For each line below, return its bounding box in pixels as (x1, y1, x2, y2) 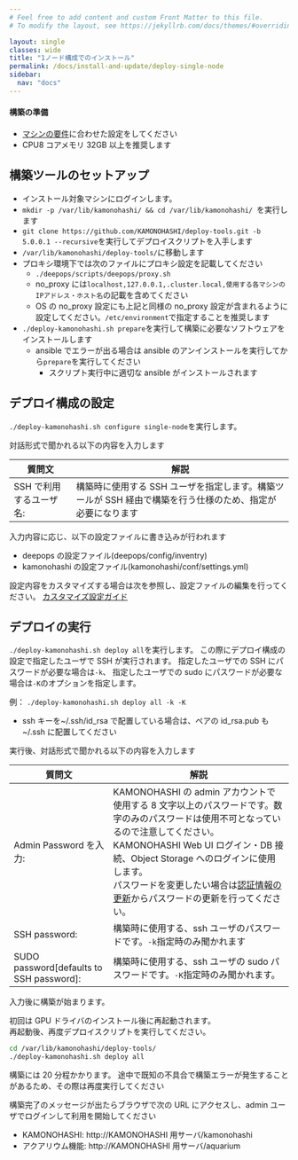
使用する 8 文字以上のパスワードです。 (113, 799, 274, 811)
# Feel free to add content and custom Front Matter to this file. (9, 12, 264, 22)
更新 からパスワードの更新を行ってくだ (113, 892, 272, 905)
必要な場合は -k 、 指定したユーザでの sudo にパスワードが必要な (47, 667, 283, 678)
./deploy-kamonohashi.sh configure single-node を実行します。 (9, 420, 242, 431)
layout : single (9, 37, 66, 46)
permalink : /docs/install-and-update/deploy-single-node (9, 62, 224, 71)
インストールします (21, 333, 93, 344)
